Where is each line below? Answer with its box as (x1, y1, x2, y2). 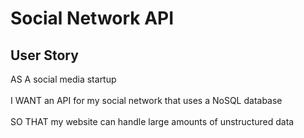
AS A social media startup (10, 73, 117, 85)
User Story (10, 47, 79, 64)
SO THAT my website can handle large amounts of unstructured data (10, 116, 295, 127)
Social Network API (10, 7, 175, 30)
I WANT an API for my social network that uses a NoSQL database (10, 95, 283, 106)
